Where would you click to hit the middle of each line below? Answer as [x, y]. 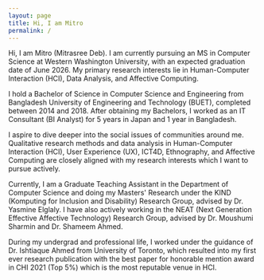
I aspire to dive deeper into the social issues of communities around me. [126, 135]
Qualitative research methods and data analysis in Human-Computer [120, 144]
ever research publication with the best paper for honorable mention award [131, 259]
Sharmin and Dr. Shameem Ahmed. [66, 227]
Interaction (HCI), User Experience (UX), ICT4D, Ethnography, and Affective [132, 152]
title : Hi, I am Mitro [46, 23]
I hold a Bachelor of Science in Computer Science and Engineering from [126, 94]
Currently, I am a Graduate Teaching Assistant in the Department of [118, 184]
